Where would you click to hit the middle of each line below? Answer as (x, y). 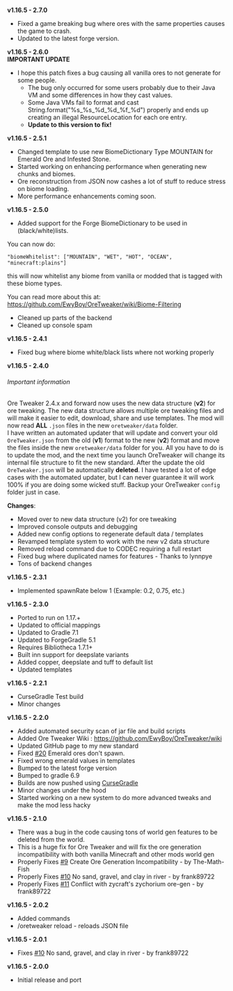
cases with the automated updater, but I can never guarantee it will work (111, 478)
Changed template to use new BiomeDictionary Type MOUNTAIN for (115, 152)
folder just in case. (34, 492)
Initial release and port (49, 980)
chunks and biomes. (46, 174)
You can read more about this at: (54, 297)
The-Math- (209, 862)
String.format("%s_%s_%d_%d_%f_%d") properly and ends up (118, 110)
